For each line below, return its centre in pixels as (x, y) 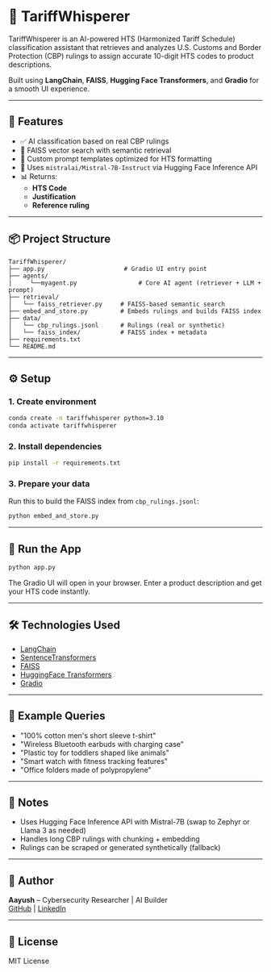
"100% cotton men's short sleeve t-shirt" (88, 735)
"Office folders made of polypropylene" (85, 770)
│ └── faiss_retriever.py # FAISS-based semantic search (117, 304)
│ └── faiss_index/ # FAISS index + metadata (108, 332)
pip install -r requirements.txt (65, 463)
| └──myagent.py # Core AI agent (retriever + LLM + (135, 283)
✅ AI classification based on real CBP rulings (94, 141)
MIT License (29, 961)
